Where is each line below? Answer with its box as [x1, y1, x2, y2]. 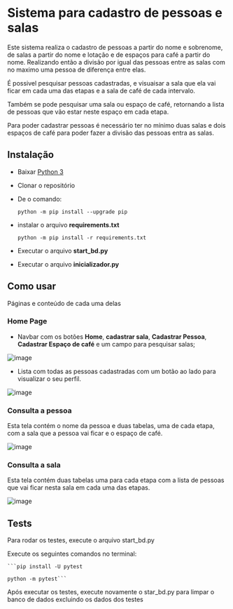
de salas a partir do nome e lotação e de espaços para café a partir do [7, 51, 211, 59]
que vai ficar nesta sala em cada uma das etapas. [7, 483, 150, 492]
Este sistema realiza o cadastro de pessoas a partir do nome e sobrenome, [7, 43, 223, 51]
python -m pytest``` [7, 575, 68, 583]
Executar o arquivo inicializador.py [17, 260, 120, 268]
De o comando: [17, 194, 62, 203]
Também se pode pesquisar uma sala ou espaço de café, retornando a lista [7, 100, 225, 108]
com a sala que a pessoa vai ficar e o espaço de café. [7, 429, 163, 438]
